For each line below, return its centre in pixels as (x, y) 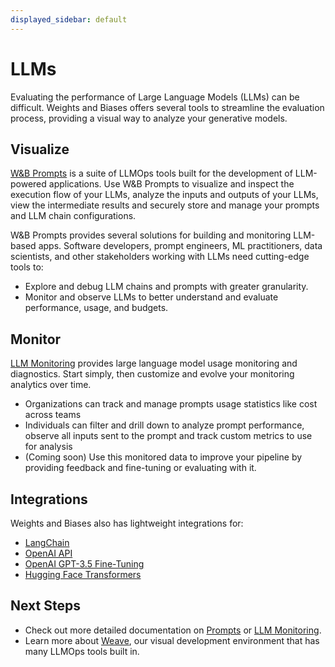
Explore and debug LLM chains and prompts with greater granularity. (166, 287)
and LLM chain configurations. (73, 216)
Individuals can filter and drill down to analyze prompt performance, (164, 425)
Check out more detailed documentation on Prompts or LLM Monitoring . (173, 630)
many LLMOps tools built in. (82, 651)
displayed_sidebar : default (69, 19)
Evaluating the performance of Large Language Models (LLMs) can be (155, 97)
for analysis (48, 447)
